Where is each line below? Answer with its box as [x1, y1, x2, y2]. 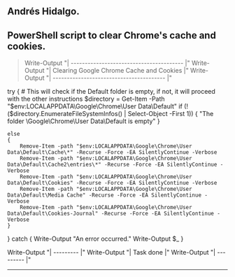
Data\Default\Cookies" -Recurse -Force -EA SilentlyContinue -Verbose [7, 180, 218, 187]
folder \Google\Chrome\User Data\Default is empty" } [7, 117, 161, 125]
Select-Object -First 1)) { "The [127, 110, 214, 118]
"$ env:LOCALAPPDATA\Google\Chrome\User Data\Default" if [7, 102, 183, 111]
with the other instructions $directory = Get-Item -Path [7, 94, 166, 104]
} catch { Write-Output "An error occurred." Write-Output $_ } [7, 234, 184, 243]
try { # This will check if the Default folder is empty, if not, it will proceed [7, 87, 215, 96]
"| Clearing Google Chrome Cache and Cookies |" [45, 66, 189, 75]
